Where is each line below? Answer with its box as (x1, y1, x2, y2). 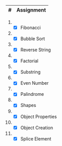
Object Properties (20, 114, 57, 120)
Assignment (16, 7, 46, 13)
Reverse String (20, 47, 51, 53)
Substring (20, 69, 41, 75)
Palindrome (20, 91, 44, 97)
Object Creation (20, 124, 53, 131)
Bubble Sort (20, 35, 45, 42)
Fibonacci (20, 25, 41, 30)
